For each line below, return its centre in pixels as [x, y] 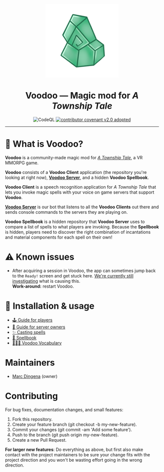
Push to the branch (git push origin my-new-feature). [65, 435]
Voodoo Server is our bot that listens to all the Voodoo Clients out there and [82, 207]
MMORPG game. [22, 163]
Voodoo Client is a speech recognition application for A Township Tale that [81, 187]
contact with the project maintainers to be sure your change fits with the [78, 454]
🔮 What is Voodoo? [44, 144]
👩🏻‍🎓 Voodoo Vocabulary [37, 343]
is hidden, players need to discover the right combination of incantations [78, 232]
